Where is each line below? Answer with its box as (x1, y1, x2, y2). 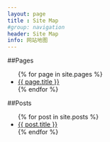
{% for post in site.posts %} (17, 113, 99, 121)
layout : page (7, 10, 46, 18)
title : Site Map (7, 17, 59, 24)
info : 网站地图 (7, 37, 48, 44)
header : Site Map (7, 30, 59, 38)
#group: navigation (7, 23, 65, 31)
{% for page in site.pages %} (17, 70, 103, 79)
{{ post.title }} (17, 120, 58, 129)
